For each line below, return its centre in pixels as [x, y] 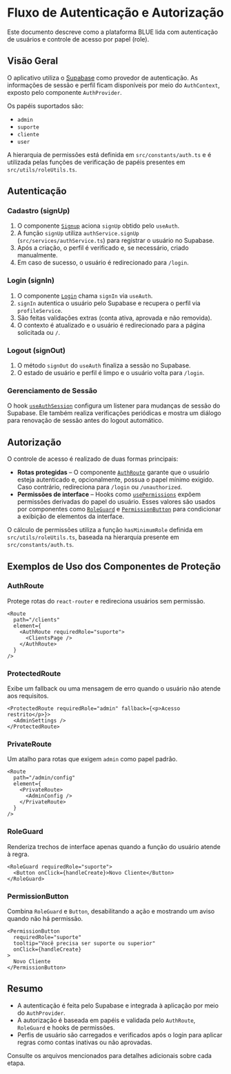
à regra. [18, 854]
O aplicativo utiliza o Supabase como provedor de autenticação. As [103, 78]
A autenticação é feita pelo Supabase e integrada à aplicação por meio [118, 1005]
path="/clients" [37, 620]
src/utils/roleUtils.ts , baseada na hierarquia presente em [93, 537]
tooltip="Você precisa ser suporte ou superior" [84, 944]
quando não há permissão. [45, 919]
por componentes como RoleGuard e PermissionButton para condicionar [119, 509]
